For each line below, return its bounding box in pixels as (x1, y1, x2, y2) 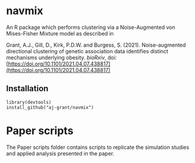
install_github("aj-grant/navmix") (6, 105, 94, 110)
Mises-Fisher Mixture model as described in (6, 30, 114, 37)
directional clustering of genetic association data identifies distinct (6, 47, 169, 54)
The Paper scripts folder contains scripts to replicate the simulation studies (6, 144, 190, 151)
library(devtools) (6, 99, 52, 105)
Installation (6, 84, 49, 94)
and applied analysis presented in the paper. (6, 149, 114, 157)
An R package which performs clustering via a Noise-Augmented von (6, 24, 175, 31)
